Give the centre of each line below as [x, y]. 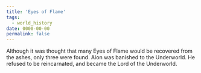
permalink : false [28, 34]
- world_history [32, 23]
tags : [13, 17]
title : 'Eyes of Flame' [36, 12]
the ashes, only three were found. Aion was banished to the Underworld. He [101, 57]
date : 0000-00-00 [28, 28]
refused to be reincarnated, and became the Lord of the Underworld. [92, 64]
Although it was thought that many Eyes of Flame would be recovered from [100, 51]
